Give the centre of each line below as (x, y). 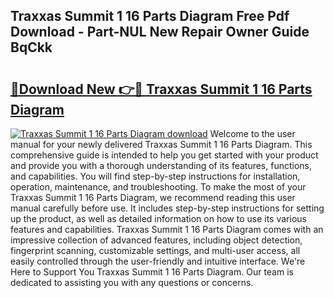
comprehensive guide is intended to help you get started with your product (164, 155)
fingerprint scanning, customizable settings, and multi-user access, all (155, 250)
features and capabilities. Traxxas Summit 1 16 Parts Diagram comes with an (167, 229)
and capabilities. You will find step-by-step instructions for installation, (155, 176)
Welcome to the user (252, 133)
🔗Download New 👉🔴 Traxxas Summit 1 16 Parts (161, 89)
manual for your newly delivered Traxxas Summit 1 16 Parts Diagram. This (161, 144)
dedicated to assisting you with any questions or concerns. (132, 282)
